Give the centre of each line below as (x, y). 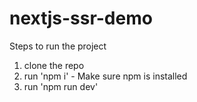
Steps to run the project (58, 46)
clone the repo (54, 65)
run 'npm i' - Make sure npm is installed (105, 76)
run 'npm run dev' (61, 86)
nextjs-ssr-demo (81, 18)
